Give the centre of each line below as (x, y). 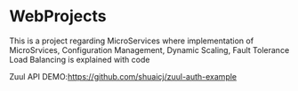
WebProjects (58, 16)
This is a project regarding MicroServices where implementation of (132, 41)
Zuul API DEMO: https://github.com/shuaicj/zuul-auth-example (123, 76)
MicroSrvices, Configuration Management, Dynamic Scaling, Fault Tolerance (149, 49)
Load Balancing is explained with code (80, 59)
